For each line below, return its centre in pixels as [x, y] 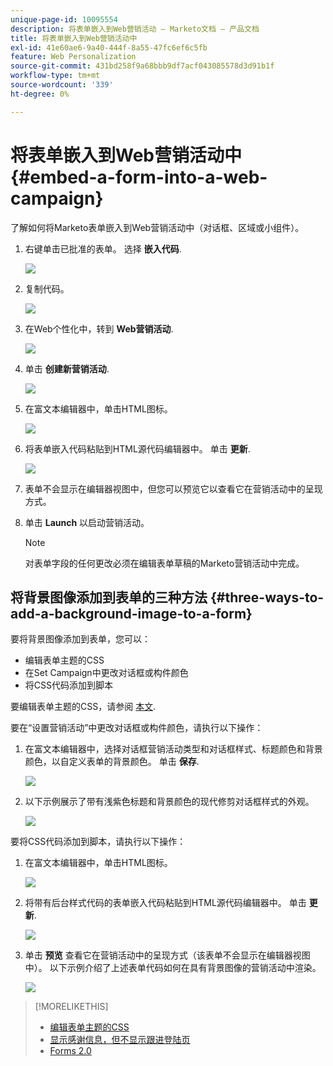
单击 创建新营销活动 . [67, 368]
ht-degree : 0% [40, 94]
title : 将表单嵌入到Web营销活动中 [74, 38]
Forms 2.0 [70, 1051]
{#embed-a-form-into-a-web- [139, 177]
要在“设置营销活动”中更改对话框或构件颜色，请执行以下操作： [137, 728]
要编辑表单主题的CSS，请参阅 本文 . [83, 707]
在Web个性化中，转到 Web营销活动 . [99, 328]
